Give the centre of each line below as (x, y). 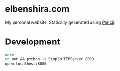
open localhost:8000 (26, 64)
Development (33, 42)
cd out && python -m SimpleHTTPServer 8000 (50, 59)
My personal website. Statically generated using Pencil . (60, 22)
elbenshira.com (37, 9)
